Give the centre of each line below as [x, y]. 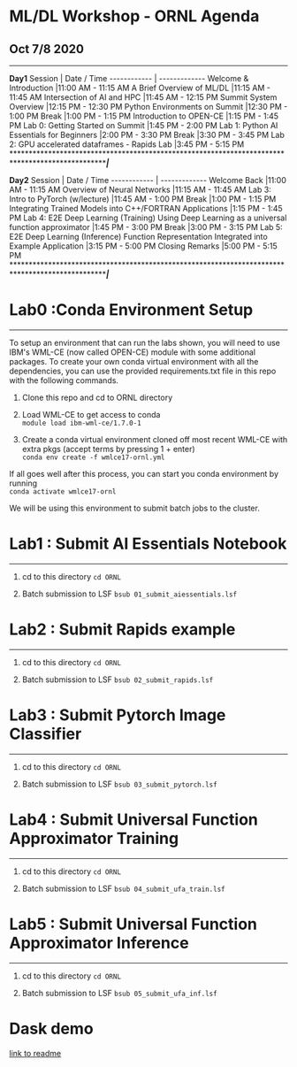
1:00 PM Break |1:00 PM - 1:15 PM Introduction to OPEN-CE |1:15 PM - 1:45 [144, 116]
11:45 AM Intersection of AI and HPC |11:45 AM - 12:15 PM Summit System [143, 97]
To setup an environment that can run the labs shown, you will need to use [145, 342]
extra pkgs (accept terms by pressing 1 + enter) [109, 449]
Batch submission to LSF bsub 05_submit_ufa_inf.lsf [120, 993]
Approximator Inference [99, 943]
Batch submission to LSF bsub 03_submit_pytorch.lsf [120, 784]
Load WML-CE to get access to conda [91, 414]
